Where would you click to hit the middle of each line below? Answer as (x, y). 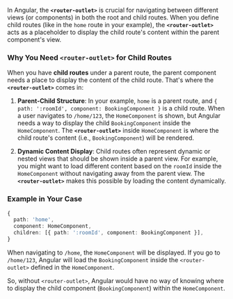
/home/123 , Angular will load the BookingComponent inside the (93, 259)
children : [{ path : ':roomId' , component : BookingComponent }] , (109, 233)
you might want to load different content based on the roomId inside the (120, 166)
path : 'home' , (34, 220)
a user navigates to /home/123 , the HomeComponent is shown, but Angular (119, 116)
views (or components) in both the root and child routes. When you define (113, 17)
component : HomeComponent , (53, 226)
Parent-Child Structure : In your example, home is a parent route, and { (117, 101)
